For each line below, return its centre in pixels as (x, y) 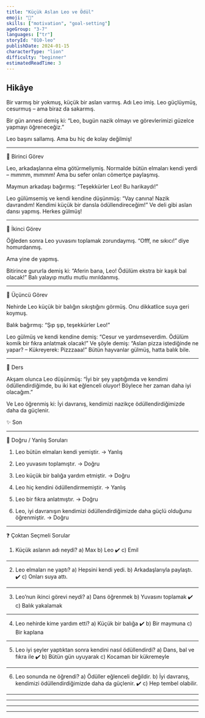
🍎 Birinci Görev (25, 157)
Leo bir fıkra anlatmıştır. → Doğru (56, 499)
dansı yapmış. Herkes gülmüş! (44, 212)
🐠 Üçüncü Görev (27, 295)
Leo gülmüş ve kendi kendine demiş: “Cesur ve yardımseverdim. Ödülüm (98, 337)
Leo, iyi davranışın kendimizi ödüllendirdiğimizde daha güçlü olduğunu (103, 511)
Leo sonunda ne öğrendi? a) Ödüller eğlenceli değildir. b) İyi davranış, (103, 677)
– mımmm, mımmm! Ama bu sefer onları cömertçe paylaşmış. (83, 175)
